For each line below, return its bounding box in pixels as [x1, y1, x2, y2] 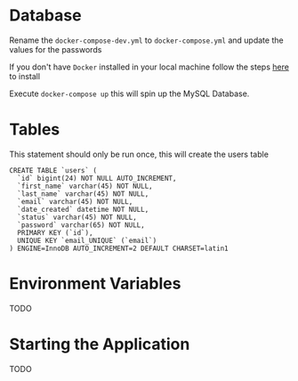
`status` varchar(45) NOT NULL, [17, 213, 138, 222]
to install [9, 70, 41, 81]
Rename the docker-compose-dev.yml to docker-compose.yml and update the [9, 35, 284, 45]
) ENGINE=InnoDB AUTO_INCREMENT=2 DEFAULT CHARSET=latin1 [9, 244, 229, 253]
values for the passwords [9, 44, 102, 54]
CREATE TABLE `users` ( [9, 166, 98, 174]
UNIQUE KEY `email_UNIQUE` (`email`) [17, 236, 157, 245]
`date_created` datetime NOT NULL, [17, 205, 149, 214]
